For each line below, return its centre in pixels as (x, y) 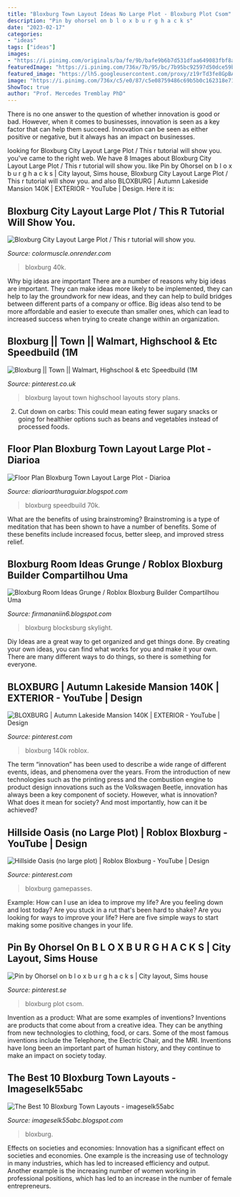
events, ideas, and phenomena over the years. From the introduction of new (119, 772)
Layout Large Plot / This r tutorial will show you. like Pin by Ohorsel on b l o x (120, 166)
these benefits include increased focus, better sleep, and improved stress (116, 534)
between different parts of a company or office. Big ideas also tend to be (114, 304)
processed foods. (44, 427)
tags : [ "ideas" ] (31, 47)
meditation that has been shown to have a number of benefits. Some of (112, 527)
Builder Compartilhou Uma (68, 575)
